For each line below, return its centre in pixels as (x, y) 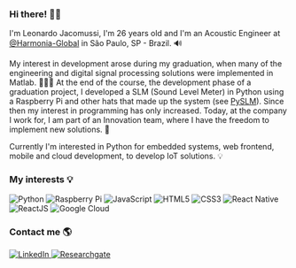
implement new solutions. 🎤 (60, 130)
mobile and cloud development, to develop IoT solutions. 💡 (116, 156)
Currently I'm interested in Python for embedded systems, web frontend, (142, 147)
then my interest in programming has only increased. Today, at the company (148, 111)
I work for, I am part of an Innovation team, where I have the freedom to (140, 120)
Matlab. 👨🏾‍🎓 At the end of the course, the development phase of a (130, 82)
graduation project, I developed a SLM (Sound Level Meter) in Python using (147, 92)
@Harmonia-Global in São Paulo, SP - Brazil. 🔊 (96, 43)
